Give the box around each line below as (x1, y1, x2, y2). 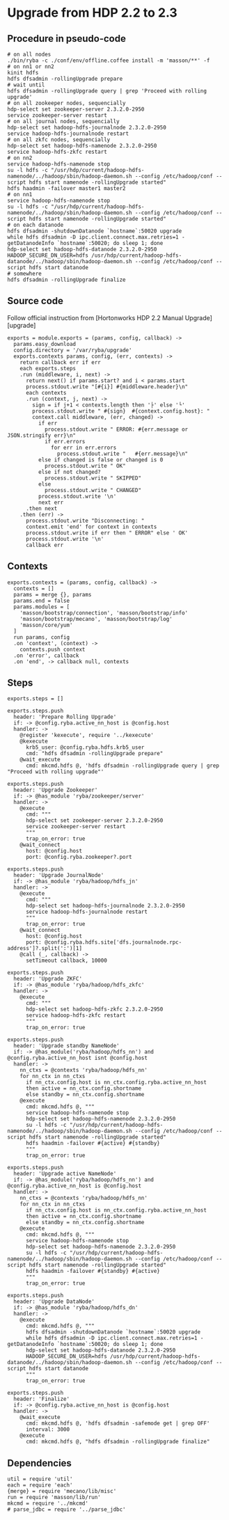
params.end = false (13, 597, 70, 604)
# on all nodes (7, 51, 52, 58)
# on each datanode (7, 221, 64, 228)
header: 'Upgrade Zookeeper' (13, 786, 98, 794)
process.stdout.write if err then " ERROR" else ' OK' (25, 529, 189, 537)
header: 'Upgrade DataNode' (13, 1298, 95, 1306)
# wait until (7, 81, 45, 88)
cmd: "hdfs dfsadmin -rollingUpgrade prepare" (25, 750, 164, 757)
